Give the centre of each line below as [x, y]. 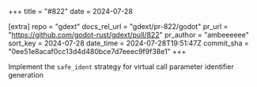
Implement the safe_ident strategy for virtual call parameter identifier [121, 67]
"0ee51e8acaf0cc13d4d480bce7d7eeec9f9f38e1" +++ [97, 51]
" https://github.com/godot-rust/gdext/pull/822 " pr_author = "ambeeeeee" [128, 35]
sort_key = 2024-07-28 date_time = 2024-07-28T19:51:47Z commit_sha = [128, 43]
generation [26, 75]
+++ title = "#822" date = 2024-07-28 [70, 11]
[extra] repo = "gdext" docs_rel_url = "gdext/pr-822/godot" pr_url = [118, 26]
